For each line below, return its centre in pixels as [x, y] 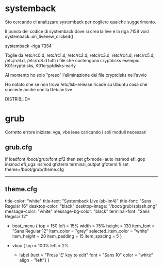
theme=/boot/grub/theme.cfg [34, 169]
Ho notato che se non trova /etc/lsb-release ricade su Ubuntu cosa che [76, 84]
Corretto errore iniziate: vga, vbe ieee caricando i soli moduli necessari [76, 132]
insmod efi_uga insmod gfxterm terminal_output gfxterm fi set [67, 164]
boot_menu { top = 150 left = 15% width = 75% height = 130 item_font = [83, 226]
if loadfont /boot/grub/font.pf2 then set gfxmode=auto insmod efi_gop [75, 159]
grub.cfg [19, 147]
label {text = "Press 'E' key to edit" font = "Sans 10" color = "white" [86, 255]
